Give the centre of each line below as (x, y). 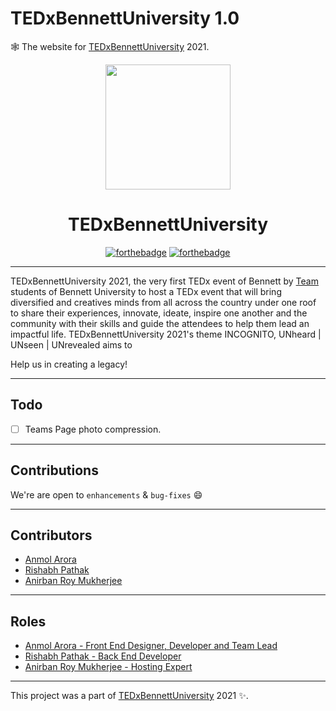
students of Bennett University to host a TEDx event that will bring (146, 291)
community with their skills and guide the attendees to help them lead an (160, 323)
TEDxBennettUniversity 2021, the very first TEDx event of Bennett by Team (164, 281)
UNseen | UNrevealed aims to (71, 344)
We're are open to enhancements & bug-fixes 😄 (106, 494)
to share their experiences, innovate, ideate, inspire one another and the (159, 313)
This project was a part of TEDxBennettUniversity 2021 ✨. (129, 696)
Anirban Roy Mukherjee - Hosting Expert (108, 667)
